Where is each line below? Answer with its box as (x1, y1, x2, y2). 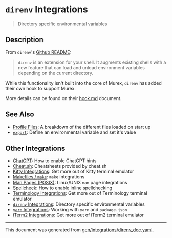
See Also (5, 110, 34, 119)
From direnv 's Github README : (5, 49, 72, 55)
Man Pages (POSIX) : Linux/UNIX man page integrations (12, 180, 127, 186)
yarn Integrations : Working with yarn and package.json (12, 207, 127, 213)
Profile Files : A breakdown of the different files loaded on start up (12, 124, 151, 130)
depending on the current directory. (17, 70, 94, 76)
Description (5, 35, 44, 44)
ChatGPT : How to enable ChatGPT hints (12, 157, 97, 164)
